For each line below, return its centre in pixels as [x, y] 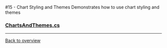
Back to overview [23, 41]
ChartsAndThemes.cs [33, 25]
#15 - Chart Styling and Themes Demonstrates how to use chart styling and [82, 7]
